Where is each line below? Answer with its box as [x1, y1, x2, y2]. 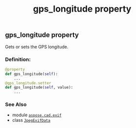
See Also [5, 101, 27, 108]
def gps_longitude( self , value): [5, 85, 73, 90]
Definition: [5, 56, 31, 63]
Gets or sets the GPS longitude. [5, 44, 68, 50]
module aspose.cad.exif [12, 112, 62, 118]
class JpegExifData [12, 117, 50, 123]
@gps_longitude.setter [5, 80, 51, 86]
